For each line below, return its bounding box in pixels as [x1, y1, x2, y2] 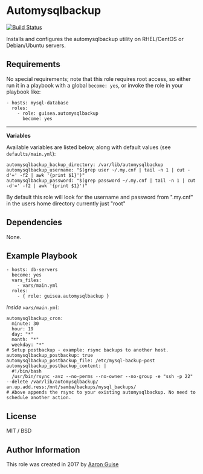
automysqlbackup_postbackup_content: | [6, 363, 107, 369]
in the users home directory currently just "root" [6, 200, 126, 207]
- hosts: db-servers [6, 267, 59, 273]
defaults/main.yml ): [6, 150, 56, 157]
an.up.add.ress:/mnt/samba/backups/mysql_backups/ [6, 384, 137, 390]
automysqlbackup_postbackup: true [6, 353, 94, 359]
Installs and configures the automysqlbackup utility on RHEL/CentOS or [6, 35, 184, 42]
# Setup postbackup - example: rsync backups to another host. [6, 347, 169, 353]
